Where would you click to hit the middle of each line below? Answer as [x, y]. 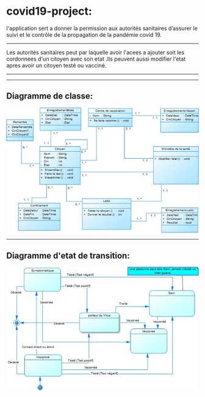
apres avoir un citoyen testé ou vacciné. [56, 65]
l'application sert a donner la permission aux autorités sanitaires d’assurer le [102, 28]
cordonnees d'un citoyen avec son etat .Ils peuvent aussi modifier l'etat [96, 59]
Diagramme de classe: [50, 96]
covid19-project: [49, 11]
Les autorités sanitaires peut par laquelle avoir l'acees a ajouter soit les [95, 52]
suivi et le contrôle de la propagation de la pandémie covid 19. [84, 34]
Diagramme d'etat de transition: [68, 255]
